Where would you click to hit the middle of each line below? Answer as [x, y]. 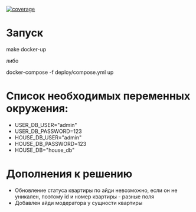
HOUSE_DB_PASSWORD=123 [50, 143]
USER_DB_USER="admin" [46, 125]
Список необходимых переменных [98, 96]
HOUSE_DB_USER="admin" [48, 137]
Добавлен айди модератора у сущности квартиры [79, 203]
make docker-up [26, 49]
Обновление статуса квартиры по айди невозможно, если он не [96, 190]
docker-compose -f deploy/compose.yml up [60, 72]
